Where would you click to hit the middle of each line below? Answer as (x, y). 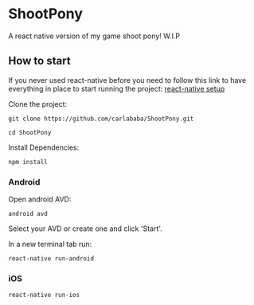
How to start (39, 61)
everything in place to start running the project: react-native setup (117, 88)
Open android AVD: (40, 199)
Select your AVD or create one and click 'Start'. (86, 229)
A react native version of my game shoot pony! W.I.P (94, 36)
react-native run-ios (44, 295)
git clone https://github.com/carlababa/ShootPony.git (101, 119)
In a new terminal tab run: (50, 244)
